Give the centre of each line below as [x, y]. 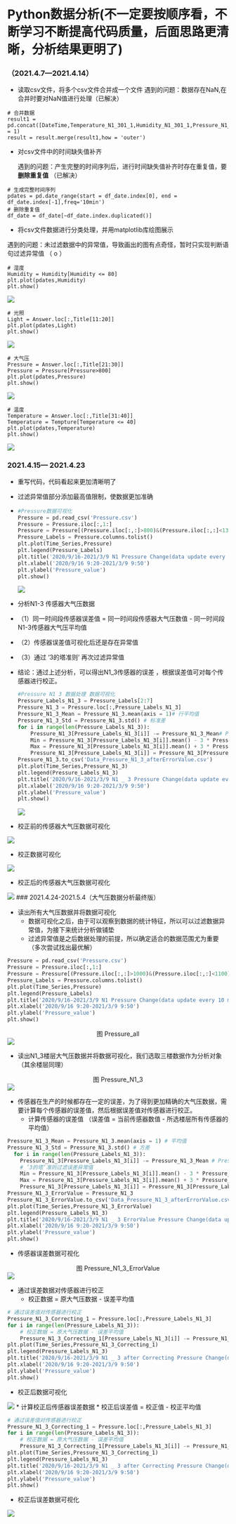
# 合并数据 [21, 113]
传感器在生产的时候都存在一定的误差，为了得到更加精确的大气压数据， [119, 1102]
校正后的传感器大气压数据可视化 [64, 883]
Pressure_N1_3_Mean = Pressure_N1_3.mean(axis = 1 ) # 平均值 [97, 1141]
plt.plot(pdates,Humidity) [47, 281]
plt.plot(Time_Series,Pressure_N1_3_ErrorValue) [80, 1206]
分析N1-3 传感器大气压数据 [56, 604]
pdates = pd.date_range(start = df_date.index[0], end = [92, 196]
